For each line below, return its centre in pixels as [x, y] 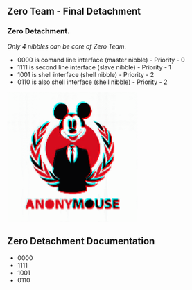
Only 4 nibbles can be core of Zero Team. [67, 46]
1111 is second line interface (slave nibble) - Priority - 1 [94, 67]
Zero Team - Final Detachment [74, 11]
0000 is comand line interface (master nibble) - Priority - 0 [101, 60]
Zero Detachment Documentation [81, 241]
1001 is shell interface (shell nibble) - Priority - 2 [86, 74]
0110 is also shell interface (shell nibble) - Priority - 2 [92, 82]
